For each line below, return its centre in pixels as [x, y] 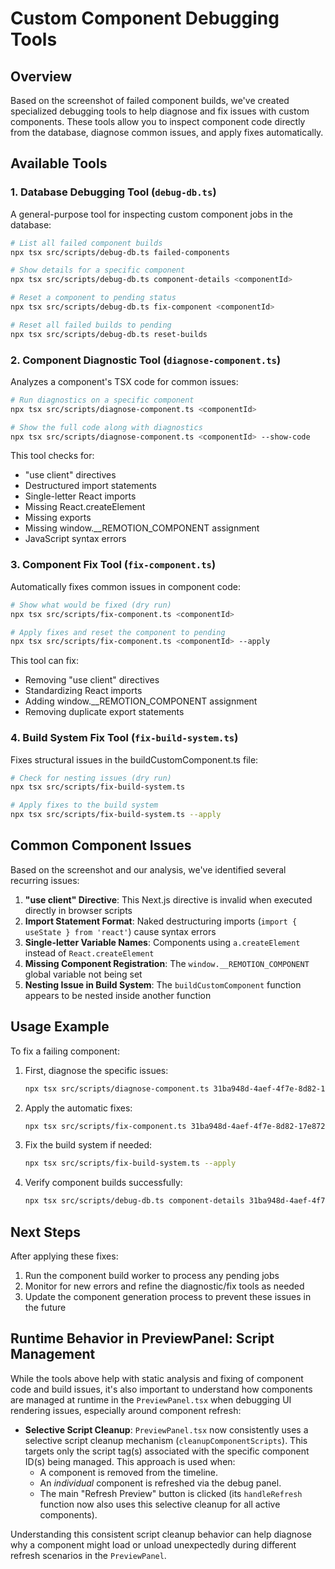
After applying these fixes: [64, 1256]
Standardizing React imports [83, 691]
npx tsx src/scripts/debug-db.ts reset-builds [109, 334]
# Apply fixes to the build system [84, 805]
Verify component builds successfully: [103, 1183]
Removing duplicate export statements [104, 712]
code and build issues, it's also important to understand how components [161, 1389]
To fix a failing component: [65, 1051]
